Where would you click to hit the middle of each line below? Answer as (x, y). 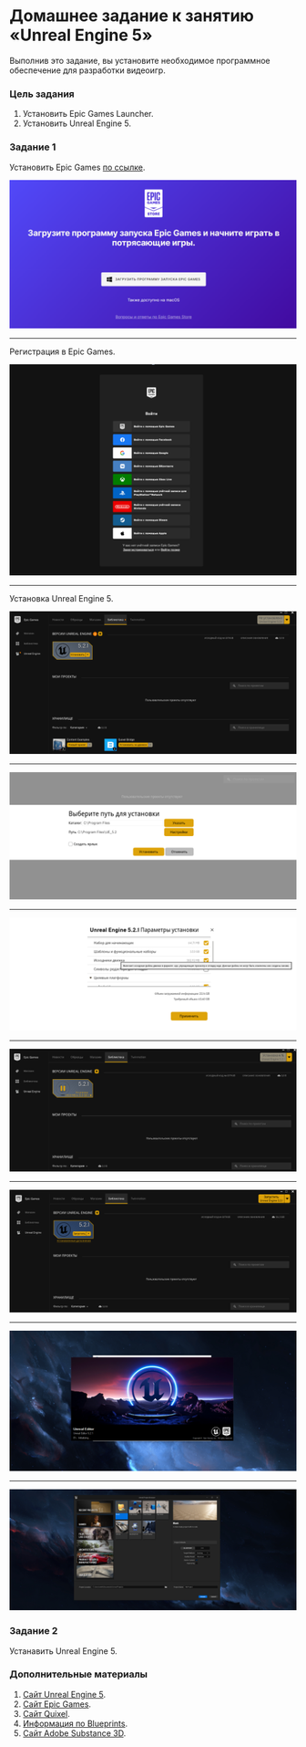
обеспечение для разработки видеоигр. (87, 70)
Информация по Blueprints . (75, 1723)
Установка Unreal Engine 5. (61, 598)
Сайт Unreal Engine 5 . (64, 1694)
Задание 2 (34, 1631)
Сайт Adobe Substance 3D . (74, 1733)
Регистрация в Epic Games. (62, 351)
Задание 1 (33, 147)
